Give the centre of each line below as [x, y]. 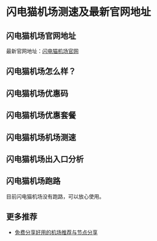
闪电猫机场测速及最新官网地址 [79, 12]
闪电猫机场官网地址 [41, 36]
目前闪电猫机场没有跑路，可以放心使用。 [55, 196]
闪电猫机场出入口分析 [45, 159]
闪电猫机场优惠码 [37, 93]
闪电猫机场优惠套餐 [41, 115]
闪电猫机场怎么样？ [41, 71]
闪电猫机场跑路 [33, 181]
